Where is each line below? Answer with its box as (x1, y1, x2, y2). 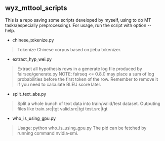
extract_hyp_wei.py (12, 56, 52, 62)
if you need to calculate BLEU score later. (17, 81, 101, 87)
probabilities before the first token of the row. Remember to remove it (17, 76, 158, 82)
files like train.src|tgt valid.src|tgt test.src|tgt (17, 106, 108, 111)
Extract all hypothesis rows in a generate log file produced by (17, 66, 142, 71)
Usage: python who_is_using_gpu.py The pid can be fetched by (17, 125, 147, 131)
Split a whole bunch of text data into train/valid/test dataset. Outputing (17, 101, 161, 106)
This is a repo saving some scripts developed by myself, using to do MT (5, 17, 152, 23)
